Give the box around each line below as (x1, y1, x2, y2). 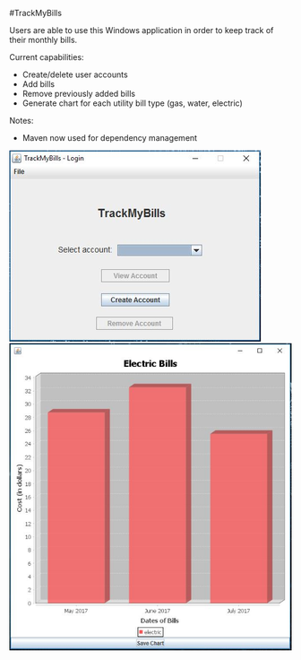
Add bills (21, 79, 56, 89)
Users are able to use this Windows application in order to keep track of (9, 25, 274, 35)
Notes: (9, 116, 34, 126)
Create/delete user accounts (21, 69, 128, 80)
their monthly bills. (9, 35, 78, 45)
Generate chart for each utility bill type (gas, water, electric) (21, 98, 244, 109)
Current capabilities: (9, 52, 84, 62)
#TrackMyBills (9, 8, 63, 18)
